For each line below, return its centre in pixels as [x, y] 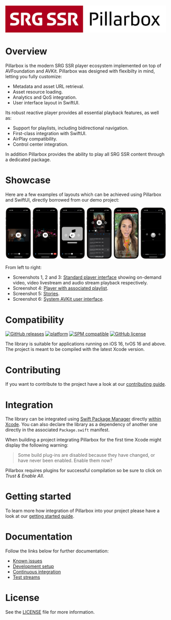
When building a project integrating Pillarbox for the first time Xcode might [83, 440]
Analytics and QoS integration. [45, 97]
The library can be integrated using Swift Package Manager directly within [83, 419]
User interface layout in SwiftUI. [46, 102]
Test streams [26, 577]
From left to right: [23, 268]
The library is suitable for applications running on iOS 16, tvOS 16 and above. [86, 344]
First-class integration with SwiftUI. [50, 133]
